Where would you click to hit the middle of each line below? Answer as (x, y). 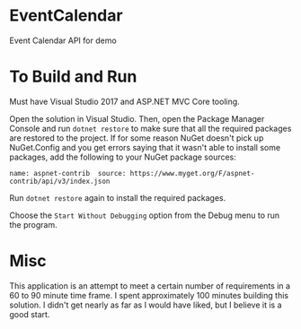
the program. (33, 224)
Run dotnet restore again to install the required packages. (118, 197)
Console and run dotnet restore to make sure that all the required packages (150, 128)
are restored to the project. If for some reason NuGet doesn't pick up (137, 138)
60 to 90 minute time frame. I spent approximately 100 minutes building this (149, 295)
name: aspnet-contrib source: (68, 173)
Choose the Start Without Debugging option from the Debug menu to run (145, 215)
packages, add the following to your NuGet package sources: (123, 157)
